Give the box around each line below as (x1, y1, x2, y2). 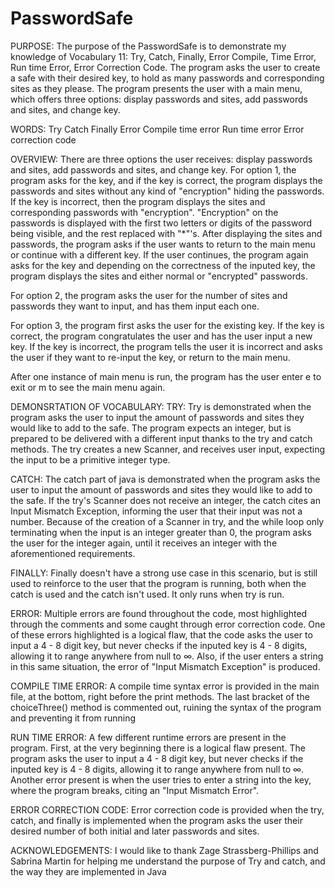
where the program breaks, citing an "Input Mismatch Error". (10, 784, 260, 796)
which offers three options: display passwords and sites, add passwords (10, 93, 308, 105)
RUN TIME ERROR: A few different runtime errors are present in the (10, 731, 287, 743)
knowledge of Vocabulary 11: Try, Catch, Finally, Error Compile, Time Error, (10, 50, 317, 62)
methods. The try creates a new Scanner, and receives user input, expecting (10, 443, 326, 455)
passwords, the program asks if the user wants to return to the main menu (10, 238, 316, 250)
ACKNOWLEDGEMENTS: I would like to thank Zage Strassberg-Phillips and (10, 844, 319, 856)
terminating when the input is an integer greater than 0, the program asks (10, 526, 312, 538)
